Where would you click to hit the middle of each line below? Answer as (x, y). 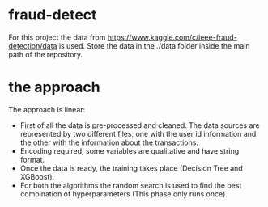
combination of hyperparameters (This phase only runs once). (124, 194)
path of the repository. (46, 54)
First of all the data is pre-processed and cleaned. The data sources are (140, 125)
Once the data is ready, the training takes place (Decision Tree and (131, 168)
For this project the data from (57, 37)
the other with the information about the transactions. (109, 142)
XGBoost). (37, 176)
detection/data (33, 45)
